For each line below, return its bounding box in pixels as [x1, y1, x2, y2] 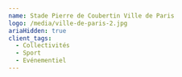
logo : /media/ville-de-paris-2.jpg [8, 19, 128, 27]
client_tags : [8, 34, 52, 43]
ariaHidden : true [8, 26, 67, 34]
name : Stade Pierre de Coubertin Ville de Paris [8, 11, 175, 20]
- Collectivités [15, 42, 70, 50]
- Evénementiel [15, 57, 67, 65]
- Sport [15, 49, 42, 57]
